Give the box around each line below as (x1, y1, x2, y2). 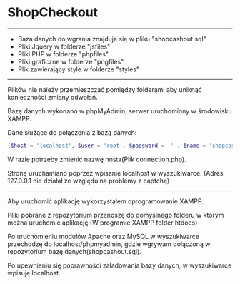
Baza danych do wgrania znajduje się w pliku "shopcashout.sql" (17, 34, 207, 43)
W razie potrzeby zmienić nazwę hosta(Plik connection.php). (7, 155, 187, 163)
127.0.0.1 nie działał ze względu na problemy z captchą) (7, 176, 170, 185)
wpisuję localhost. (7, 268, 61, 277)
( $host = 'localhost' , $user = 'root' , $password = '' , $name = (7, 142, 206, 149)
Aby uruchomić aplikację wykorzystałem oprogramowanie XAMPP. (7, 197, 204, 206)
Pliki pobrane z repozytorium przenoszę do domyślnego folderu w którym (7, 211, 224, 219)
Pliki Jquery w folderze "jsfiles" (17, 42, 111, 51)
